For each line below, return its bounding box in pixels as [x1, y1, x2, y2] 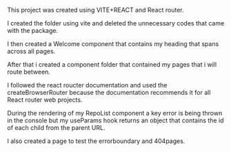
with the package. [7, 27, 59, 34]
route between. [7, 68, 50, 76]
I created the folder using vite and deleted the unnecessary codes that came [7, 19, 225, 27]
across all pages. [7, 47, 56, 55]
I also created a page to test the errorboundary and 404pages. [7, 137, 185, 145]
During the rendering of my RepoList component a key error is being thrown [7, 109, 223, 117]
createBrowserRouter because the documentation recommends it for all [7, 89, 211, 96]
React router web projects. [7, 96, 83, 104]
